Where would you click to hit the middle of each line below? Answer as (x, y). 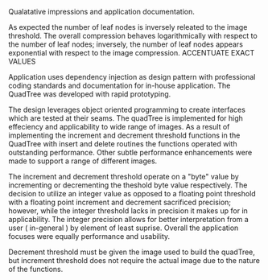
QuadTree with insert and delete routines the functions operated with (123, 144)
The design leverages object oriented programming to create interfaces (127, 109)
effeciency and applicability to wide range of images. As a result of (119, 127)
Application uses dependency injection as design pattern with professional (132, 77)
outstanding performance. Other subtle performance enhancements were (130, 152)
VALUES (22, 61)
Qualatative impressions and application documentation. (101, 12)
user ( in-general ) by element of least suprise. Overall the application (124, 228)
